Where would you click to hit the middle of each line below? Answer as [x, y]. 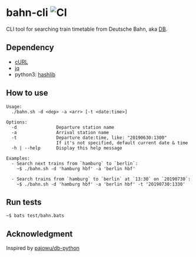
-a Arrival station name [60, 132]
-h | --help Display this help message [67, 148]
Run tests [24, 202]
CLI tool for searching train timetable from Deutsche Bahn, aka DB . [87, 29]
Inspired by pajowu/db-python [43, 248]
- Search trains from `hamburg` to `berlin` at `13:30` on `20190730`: [101, 179]
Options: [17, 122]
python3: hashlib [35, 74]
